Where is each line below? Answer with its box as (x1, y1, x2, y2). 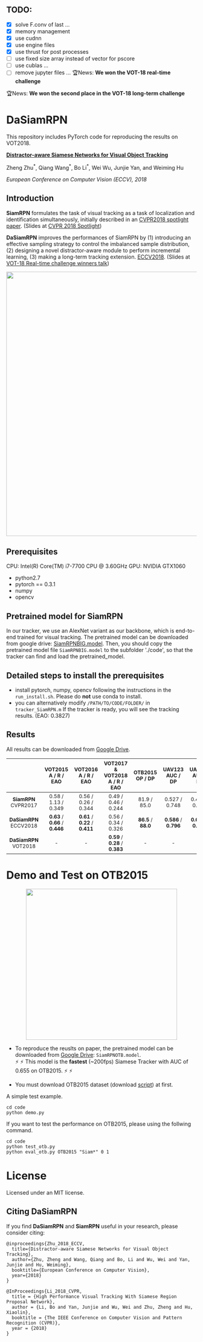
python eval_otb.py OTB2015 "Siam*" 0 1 (6, 1149, 110, 1155)
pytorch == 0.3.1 (14, 581, 56, 588)
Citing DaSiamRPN (6, 1207, 77, 1217)
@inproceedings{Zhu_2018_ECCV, (6, 1240, 85, 1247)
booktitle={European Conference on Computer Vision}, (11, 1267, 150, 1273)
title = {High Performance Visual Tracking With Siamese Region (11, 1293, 177, 1300)
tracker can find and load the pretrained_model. (6, 653, 125, 660)
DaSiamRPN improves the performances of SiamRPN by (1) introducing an (6, 234, 192, 241)
